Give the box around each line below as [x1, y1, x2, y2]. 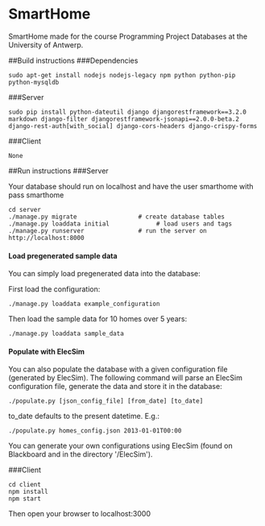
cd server [8, 205, 42, 213]
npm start [8, 495, 42, 503]
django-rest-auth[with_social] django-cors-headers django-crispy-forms [8, 122, 258, 130]
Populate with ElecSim [8, 346, 85, 356]
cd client [8, 481, 42, 489]
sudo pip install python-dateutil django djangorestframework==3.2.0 [8, 108, 247, 116]
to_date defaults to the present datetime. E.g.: [8, 412, 159, 421]
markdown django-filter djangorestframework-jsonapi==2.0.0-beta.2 [8, 114, 240, 123]
